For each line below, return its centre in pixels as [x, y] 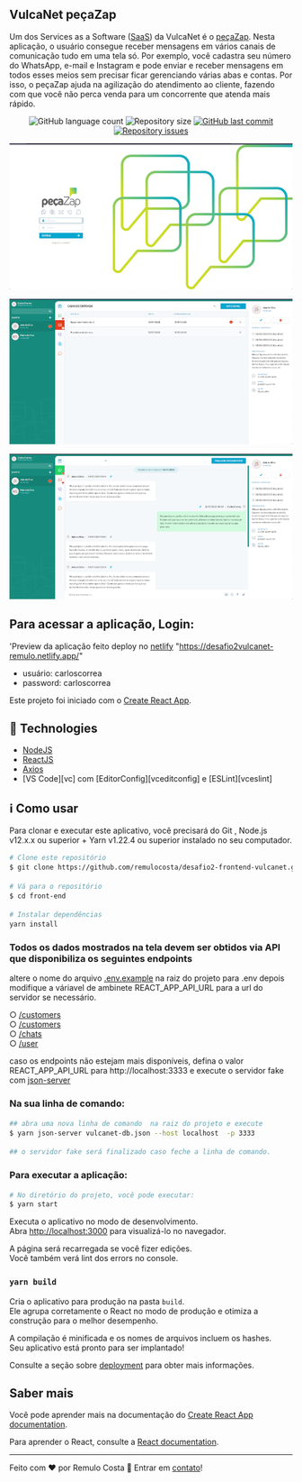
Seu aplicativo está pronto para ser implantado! [97, 1348]
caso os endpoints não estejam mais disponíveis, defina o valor [127, 1061]
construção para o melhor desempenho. [84, 1321]
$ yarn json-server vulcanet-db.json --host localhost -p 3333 [132, 1133]
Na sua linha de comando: [67, 1103]
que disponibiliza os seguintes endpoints [101, 959]
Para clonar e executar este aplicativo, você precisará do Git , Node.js [138, 831]
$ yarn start [34, 1204]
